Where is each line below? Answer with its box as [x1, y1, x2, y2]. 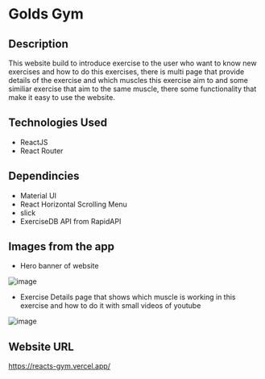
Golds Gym [8, 5, 85, 23]
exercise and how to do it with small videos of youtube [19, 301, 201, 310]
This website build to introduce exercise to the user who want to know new [8, 58, 257, 68]
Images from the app [8, 239, 115, 254]
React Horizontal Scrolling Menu [19, 199, 127, 209]
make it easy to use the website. [8, 93, 115, 102]
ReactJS [19, 137, 48, 147]
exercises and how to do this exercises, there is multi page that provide [8, 67, 245, 77]
